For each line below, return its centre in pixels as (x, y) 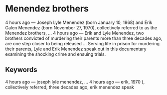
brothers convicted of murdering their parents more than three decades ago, (84, 38)
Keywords (21, 70)
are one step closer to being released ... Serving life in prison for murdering (83, 43)
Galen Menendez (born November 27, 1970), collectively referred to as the (81, 27)
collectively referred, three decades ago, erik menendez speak (70, 87)
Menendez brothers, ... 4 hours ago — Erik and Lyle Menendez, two (75, 33)
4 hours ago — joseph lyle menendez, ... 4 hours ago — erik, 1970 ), (75, 82)
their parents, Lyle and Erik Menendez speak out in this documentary (76, 49)
